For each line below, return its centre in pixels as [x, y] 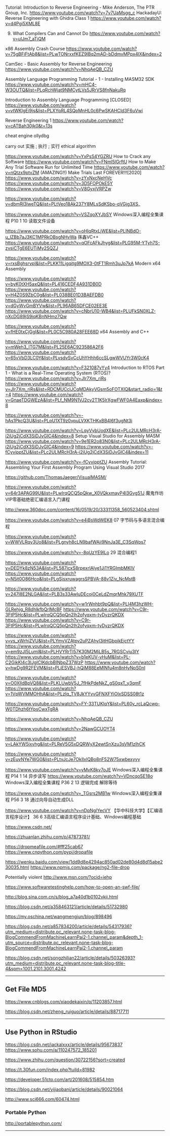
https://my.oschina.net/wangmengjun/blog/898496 [59, 916]
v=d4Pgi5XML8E [23, 23]
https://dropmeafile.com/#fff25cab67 [44, 847]
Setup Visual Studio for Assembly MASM [118, 436]
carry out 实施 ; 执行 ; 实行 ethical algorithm [51, 146]
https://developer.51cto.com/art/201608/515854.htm [60, 1079]
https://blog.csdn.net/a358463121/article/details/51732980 [67, 907]
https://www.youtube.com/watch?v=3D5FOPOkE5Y [59, 183]
